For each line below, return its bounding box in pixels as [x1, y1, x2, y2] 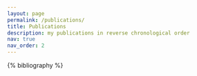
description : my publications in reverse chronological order [7, 29, 190, 37]
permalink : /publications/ [7, 17, 85, 23]
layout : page [7, 10, 45, 17]
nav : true [7, 36, 36, 43]
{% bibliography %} [7, 61, 64, 69]
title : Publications [7, 23, 67, 30]
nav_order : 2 [7, 42, 45, 49]
